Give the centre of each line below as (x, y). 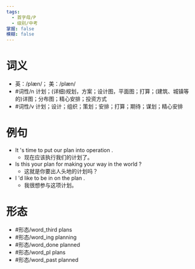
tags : (13, 12)
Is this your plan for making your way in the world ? (78, 164)
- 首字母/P (24, 17)
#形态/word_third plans (43, 229)
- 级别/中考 (25, 23)
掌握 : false (20, 29)
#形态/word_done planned (47, 244)
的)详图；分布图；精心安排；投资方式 (61, 99)
